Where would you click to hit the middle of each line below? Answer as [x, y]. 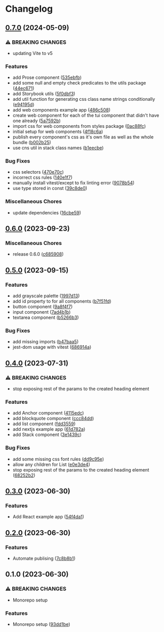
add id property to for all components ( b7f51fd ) [62, 301]
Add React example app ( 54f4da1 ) [48, 517]
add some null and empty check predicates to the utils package [79, 83]
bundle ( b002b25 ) [32, 143]
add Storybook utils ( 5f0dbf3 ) [44, 94]
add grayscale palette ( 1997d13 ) [46, 296]
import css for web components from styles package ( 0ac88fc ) [79, 126]
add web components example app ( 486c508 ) [61, 110]
